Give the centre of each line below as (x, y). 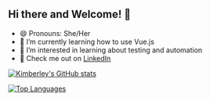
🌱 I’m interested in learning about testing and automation (111, 50)
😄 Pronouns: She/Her (55, 33)
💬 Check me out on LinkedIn (65, 58)
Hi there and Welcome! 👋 (70, 14)
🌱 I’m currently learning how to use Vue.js (87, 41)
